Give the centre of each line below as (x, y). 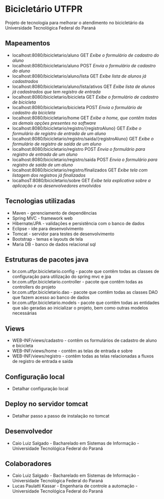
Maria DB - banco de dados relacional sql (54, 244)
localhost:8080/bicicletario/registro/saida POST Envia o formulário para (85, 159)
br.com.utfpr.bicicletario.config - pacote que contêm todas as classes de (85, 272)
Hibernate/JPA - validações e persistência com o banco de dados (78, 223)
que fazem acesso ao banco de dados (51, 298)
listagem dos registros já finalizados (49, 175)
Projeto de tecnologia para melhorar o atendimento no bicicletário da (74, 23)
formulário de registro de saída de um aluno (57, 144)
